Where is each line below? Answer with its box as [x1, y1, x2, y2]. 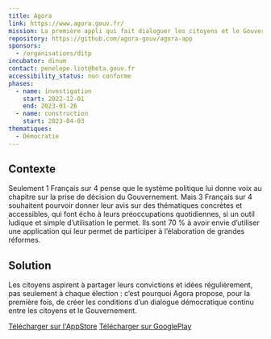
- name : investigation [15, 87, 92, 95]
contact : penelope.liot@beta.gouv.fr [8, 65, 135, 73]
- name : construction [15, 110, 89, 118]
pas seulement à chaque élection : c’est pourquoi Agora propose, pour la [8, 289, 250, 299]
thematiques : [8, 125, 52, 133]
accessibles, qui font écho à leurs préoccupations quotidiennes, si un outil [8, 210, 256, 219]
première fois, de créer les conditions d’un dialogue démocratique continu [8, 297, 254, 307]
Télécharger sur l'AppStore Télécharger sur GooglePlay [8, 321, 192, 332]
